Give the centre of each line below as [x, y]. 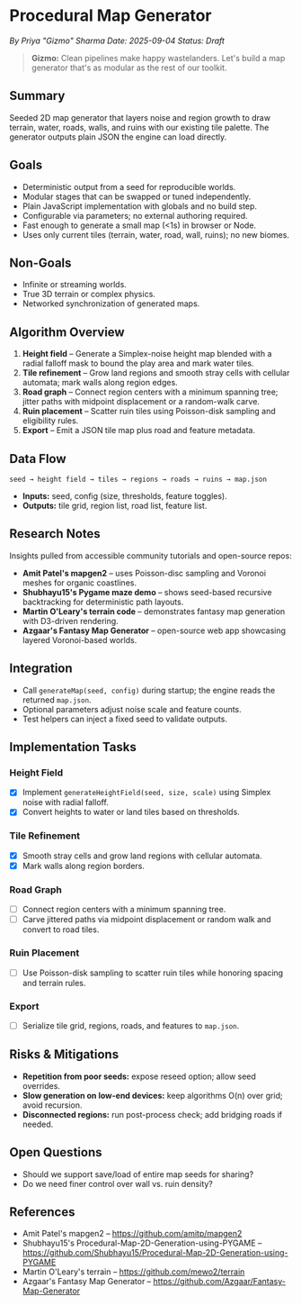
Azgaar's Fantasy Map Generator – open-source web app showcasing [154, 630]
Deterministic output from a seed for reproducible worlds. [129, 186]
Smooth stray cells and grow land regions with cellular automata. [142, 856]
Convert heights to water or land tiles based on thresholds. [131, 812]
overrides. [41, 1085]
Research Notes [55, 534]
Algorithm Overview [67, 332]
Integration [41, 669]
